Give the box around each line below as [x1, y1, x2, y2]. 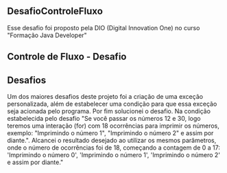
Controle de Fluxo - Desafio [7, 51, 127, 62]
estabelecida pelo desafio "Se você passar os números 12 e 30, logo [7, 115, 201, 123]
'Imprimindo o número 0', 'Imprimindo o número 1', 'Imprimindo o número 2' [7, 151, 221, 159]
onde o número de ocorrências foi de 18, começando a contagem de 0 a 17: [7, 143, 221, 152]
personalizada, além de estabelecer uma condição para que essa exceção [7, 100, 217, 108]
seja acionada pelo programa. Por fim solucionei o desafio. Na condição [7, 107, 211, 115]
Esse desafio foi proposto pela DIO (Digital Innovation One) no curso [7, 23, 200, 32]
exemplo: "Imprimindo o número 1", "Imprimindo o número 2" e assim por [7, 129, 214, 137]
